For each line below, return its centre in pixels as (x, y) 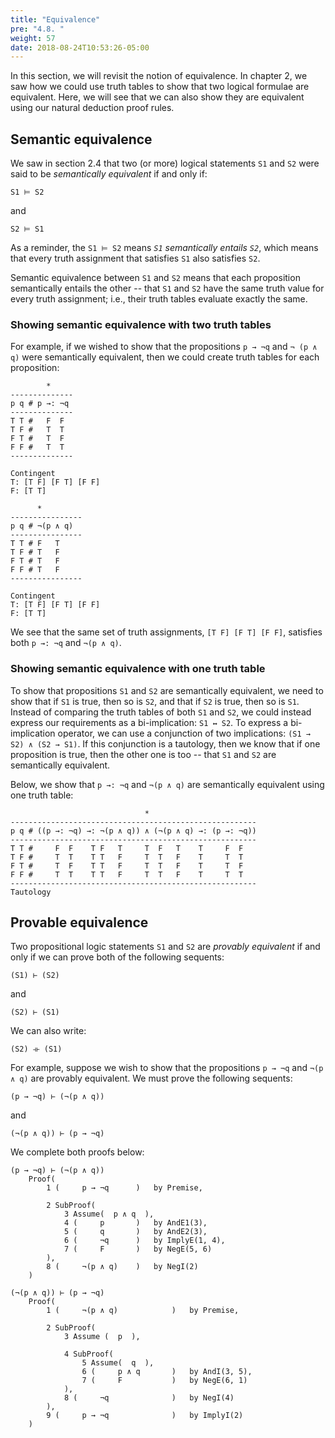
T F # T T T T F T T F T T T (127, 857)
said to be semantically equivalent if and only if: (109, 174)
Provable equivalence (79, 922)
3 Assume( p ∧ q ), (109, 1214)
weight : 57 (33, 38)
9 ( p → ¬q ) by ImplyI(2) (145, 1416)
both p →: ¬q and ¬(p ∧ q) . (66, 643)
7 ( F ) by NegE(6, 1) (164, 1381)
